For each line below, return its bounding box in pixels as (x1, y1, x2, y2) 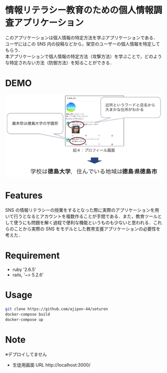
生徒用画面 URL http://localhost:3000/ (12, 361, 91, 368)
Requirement (5, 250, 60, 261)
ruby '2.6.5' (12, 266, 36, 273)
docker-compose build (5, 311, 50, 317)
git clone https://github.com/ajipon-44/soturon (5, 306, 108, 311)
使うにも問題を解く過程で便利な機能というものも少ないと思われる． (13, 220, 154, 226)
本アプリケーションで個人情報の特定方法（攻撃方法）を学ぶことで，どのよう (5, 53, 162, 59)
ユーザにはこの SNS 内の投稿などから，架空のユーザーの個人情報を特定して (5, 41, 161, 47)
